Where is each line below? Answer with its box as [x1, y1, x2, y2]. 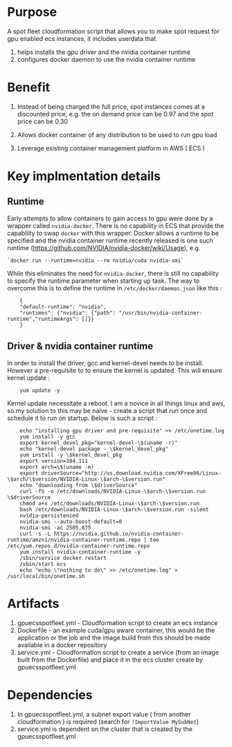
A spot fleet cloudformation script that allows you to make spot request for [7, 27, 220, 35]
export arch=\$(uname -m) [19, 464, 95, 471]
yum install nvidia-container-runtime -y [19, 548, 141, 555]
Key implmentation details [7, 168, 161, 184]
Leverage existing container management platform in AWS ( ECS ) [17, 143, 206, 152]
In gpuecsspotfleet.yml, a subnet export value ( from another [17, 710, 191, 718]
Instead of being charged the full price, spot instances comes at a [17, 102, 206, 111]
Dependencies [7, 687, 93, 703]
